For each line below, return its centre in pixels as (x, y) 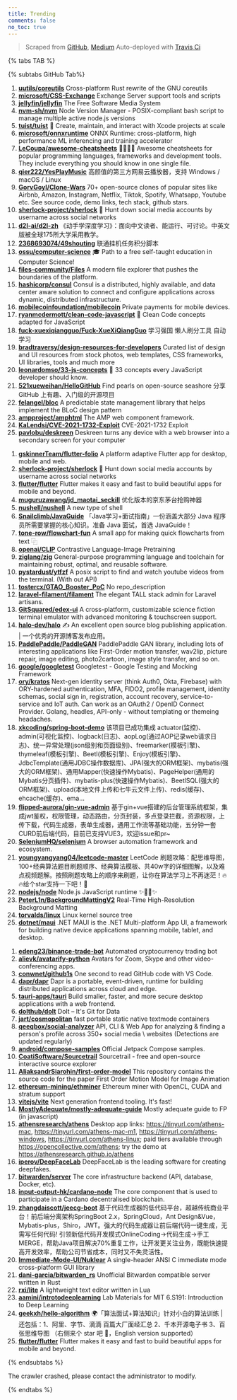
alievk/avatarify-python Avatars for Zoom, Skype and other (105, 959)
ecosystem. (35, 849)
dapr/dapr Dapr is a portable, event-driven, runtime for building (111, 981)
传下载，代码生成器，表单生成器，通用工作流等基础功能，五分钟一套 (117, 825)
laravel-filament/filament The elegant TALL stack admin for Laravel (117, 594)
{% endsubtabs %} (36, 1363)
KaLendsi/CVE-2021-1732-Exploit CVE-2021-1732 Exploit (103, 425)
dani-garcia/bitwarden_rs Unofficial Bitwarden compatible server (114, 1275)
